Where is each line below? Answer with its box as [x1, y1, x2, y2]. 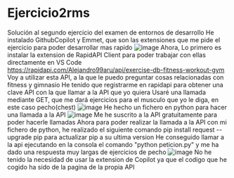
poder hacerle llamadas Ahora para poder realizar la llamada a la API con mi [7, 117, 227, 126]
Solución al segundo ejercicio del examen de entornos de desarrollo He [7, 28, 214, 37]
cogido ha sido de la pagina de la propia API [7, 163, 135, 171]
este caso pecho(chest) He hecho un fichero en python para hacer [7, 103, 227, 111]
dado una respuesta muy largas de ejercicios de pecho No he [7, 148, 212, 156]
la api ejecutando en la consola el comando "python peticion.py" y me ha [7, 140, 219, 148]
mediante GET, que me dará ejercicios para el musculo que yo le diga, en [7, 95, 219, 103]
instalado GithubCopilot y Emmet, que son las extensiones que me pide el [7, 35, 221, 44]
